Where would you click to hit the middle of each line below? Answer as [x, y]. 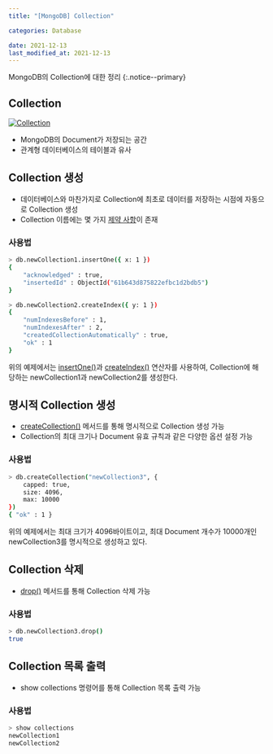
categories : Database [45, 31]
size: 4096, [43, 492]
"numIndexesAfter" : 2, [63, 328]
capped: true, [47, 484]
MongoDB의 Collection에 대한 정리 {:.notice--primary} [97, 77]
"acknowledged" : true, [63, 275]
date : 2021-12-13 [38, 46]
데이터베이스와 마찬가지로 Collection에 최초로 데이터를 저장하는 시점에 [132, 199]
